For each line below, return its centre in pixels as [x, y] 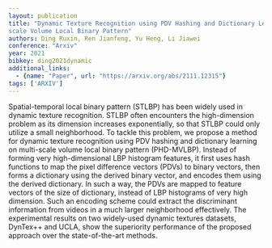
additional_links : [39, 69]
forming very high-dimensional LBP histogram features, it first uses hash [130, 158]
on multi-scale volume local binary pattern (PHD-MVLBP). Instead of [123, 149]
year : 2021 [27, 53]
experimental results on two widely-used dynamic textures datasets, [123, 218]
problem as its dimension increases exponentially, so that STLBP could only [134, 124]
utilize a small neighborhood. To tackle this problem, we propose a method [133, 132]
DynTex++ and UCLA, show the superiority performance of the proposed [130, 226]
